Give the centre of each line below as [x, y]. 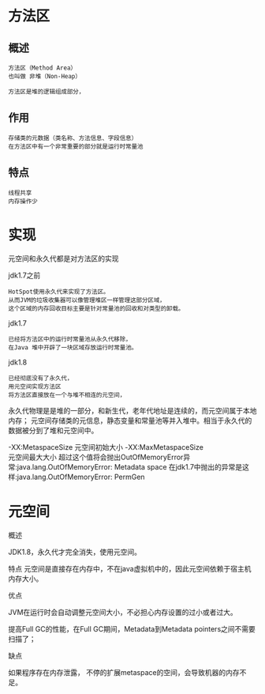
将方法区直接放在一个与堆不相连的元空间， [67, 395]
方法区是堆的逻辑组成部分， [47, 92]
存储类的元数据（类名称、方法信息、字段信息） [73, 138]
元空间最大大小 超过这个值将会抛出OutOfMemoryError [96, 457]
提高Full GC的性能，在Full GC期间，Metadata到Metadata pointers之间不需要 [132, 628]
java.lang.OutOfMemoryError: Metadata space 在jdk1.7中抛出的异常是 [130, 466]
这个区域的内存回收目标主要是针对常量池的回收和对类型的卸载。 [96, 308]
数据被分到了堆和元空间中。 [53, 430]
